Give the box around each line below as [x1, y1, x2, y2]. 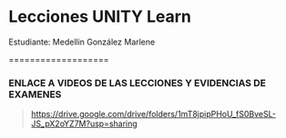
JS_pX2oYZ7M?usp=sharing [30, 118, 138, 129]
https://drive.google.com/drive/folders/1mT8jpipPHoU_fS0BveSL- [30, 109, 277, 120]
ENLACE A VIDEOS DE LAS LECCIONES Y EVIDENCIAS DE [8, 76, 266, 89]
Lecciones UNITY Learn [8, 6, 192, 27]
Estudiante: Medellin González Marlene [8, 36, 156, 47]
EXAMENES [8, 88, 62, 101]
